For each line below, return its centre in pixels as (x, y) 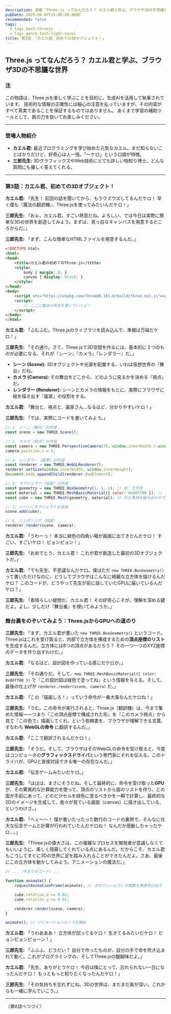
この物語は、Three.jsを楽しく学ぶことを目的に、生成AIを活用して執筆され (83, 98)
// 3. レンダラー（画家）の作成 (35, 460)
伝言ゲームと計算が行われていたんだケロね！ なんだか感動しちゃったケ (88, 826)
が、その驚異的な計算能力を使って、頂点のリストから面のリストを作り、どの (85, 790)
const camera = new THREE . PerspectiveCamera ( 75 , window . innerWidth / (81, 446)
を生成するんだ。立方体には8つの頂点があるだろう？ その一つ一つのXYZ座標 (85, 646)
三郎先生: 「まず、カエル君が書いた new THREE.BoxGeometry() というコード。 (85, 633)
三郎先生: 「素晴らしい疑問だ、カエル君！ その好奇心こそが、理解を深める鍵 (85, 600)
